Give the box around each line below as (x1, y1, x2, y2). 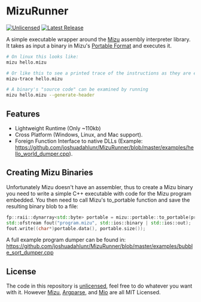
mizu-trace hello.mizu (6, 76, 63, 82)
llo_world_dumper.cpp (14, 150, 70, 157)
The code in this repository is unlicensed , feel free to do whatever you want (6, 282, 193, 289)
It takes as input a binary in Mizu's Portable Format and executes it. (6, 42, 172, 49)
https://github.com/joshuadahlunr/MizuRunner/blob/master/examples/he (14, 144, 194, 151)
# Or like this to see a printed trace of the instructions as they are (6, 70, 191, 76)
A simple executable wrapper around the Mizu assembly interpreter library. (6, 35, 191, 43)
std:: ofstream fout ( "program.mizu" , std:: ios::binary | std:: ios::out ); (6, 220, 191, 226)
